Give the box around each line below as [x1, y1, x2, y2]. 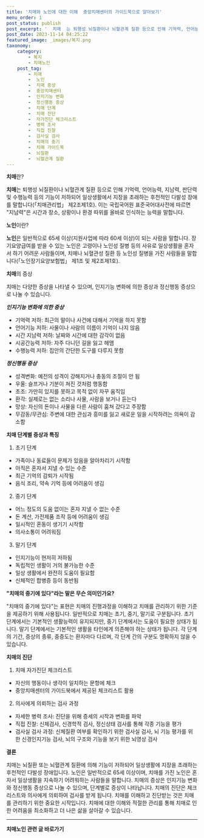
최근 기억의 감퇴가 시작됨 [15, 472, 74, 480]
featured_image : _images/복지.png [6, 37, 91, 43]
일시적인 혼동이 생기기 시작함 [15, 520, 84, 528]
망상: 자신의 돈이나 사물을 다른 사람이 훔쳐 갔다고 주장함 [15, 403, 147, 410]
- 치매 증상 [28, 83, 56, 89]
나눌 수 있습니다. [12, 291, 52, 298]
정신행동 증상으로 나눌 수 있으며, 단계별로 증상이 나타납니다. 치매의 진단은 [12, 784, 186, 791]
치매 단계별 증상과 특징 [6, 431, 59, 438]
